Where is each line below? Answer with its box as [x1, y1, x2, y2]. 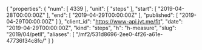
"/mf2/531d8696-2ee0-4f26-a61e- [75, 31, 163, 38]
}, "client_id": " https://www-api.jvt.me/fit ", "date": [58, 18, 183, 25]
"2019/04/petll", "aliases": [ [6, 31, 75, 38]
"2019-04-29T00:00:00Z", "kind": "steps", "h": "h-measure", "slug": [6, 24, 177, 31]
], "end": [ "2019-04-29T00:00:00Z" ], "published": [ [46, 11, 178, 19]
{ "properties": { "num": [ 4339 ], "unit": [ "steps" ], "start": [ [6, 5, 157, 12]
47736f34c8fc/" [6, 37, 47, 44]
